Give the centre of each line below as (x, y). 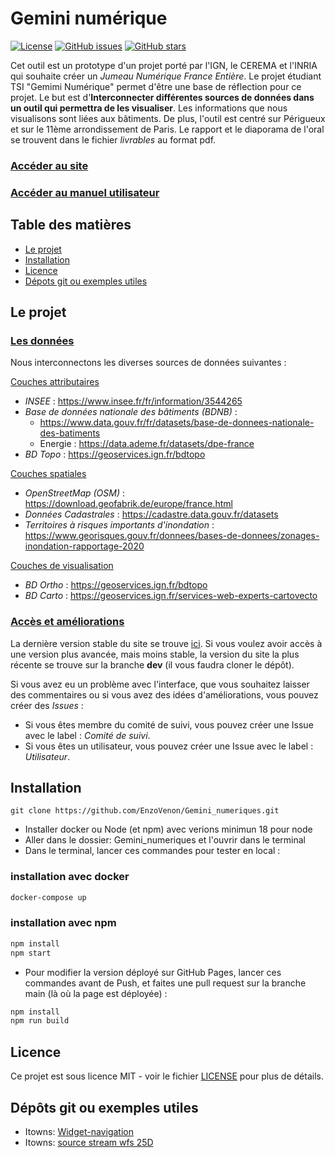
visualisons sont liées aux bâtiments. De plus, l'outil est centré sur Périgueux (168, 118)
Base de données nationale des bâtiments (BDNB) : (131, 412)
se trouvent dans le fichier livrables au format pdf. (113, 139)
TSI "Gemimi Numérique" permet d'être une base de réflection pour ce (156, 86)
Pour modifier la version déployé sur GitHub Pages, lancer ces (153, 972)
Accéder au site (49, 165)
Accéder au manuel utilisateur (85, 192)
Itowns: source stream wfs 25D (89, 1142)
